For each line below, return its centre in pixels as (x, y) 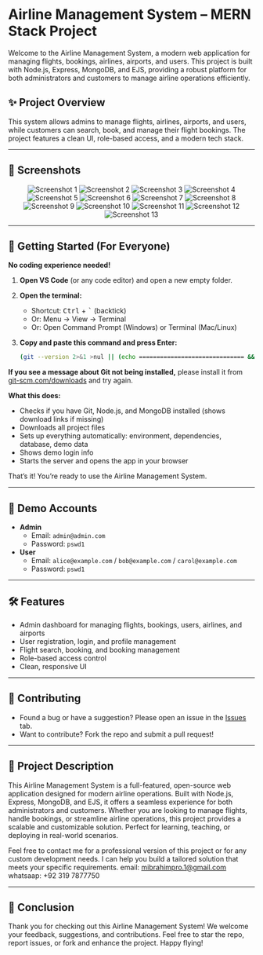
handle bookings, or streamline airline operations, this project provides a (125, 818)
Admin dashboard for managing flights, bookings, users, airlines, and (131, 624)
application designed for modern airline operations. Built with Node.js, (121, 793)
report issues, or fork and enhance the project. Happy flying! (106, 943)
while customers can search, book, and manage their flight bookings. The (127, 130)
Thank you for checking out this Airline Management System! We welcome (128, 926)
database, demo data (54, 445)
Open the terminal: (50, 295)
